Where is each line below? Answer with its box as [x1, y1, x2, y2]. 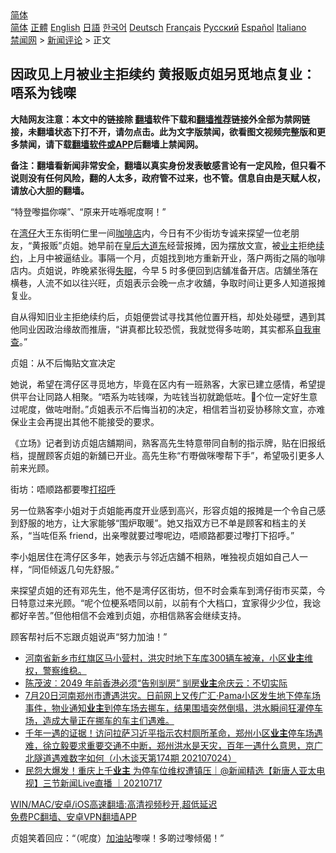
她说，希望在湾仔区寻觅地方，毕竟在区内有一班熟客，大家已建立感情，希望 [10, 378, 317, 390]
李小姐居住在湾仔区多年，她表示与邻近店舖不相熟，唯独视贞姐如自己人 [10, 550, 300, 562]
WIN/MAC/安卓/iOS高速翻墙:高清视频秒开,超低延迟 [10, 798, 218, 810]
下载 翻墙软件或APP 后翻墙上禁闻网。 [53, 138, 204, 150]
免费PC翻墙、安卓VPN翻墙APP [10, 810, 137, 822]
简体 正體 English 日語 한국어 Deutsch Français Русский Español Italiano [10, 22, 307, 33]
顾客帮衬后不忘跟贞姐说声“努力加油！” [10, 630, 168, 642]
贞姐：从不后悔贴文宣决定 [10, 357, 116, 369]
